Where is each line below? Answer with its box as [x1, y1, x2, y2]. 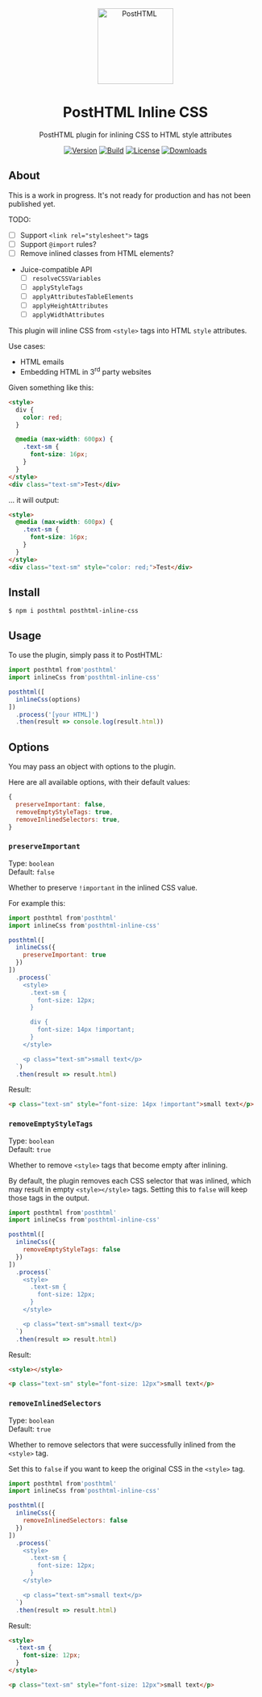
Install [8, 585, 40, 599]
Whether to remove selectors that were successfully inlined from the [8, 1439, 236, 1449]
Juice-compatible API [19, 264, 93, 274]
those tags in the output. [8, 1192, 90, 1202]
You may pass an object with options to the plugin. [8, 762, 176, 772]
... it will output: [8, 495, 60, 505]
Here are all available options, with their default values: [8, 777, 191, 787]
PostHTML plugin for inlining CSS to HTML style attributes [39, 129, 232, 140]
